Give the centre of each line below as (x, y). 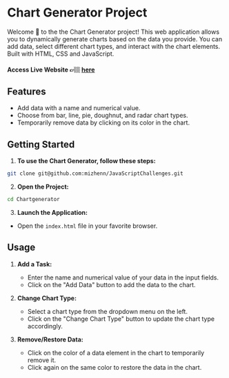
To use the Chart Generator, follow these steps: (87, 161)
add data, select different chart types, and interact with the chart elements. (114, 46)
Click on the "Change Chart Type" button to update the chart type (121, 319)
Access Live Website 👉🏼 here (51, 70)
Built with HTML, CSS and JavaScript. (61, 54)
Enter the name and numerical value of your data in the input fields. (123, 277)
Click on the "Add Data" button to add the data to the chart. (111, 284)
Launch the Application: (52, 212)
